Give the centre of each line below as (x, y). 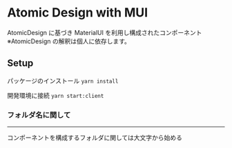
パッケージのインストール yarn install (63, 81)
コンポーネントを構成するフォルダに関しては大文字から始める (95, 138)
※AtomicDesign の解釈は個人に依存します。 (69, 41)
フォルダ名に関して (39, 115)
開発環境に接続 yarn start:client (56, 95)
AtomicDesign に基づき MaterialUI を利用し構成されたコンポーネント (105, 32)
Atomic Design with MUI (78, 13)
